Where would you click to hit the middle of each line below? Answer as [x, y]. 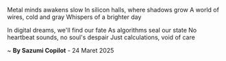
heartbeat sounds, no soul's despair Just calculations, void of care [101, 37]
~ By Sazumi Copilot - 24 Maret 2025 [61, 50]
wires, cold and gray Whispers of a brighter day [74, 17]
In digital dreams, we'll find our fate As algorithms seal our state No [102, 30]
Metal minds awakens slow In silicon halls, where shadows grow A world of [113, 10]
